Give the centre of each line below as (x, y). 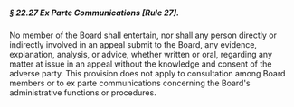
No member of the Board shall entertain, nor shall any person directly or (143, 35)
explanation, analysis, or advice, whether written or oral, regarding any (141, 54)
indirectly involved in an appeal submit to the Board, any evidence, (133, 44)
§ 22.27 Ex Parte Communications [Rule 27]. (94, 13)
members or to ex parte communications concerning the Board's (130, 83)
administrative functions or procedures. (83, 92)
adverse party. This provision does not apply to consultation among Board (147, 73)
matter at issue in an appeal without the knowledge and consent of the (141, 64)
